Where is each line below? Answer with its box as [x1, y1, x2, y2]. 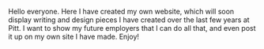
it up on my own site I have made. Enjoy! [8, 32, 140, 41]
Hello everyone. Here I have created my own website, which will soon [8, 7, 235, 16]
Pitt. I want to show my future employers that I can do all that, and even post [8, 24, 256, 32]
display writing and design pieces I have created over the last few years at [8, 15, 251, 24]
